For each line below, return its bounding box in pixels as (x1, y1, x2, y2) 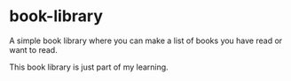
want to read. (9, 44, 58, 55)
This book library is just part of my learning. (9, 62, 169, 72)
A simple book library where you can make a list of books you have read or (9, 35, 283, 46)
